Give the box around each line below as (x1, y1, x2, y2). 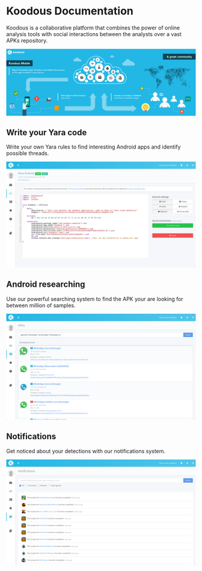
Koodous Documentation (6, 4, 133, 18)
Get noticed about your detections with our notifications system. (6, 447, 166, 454)
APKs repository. (6, 37, 48, 44)
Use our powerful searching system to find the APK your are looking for (6, 295, 183, 302)
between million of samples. (6, 302, 76, 309)
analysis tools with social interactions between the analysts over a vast (6, 30, 182, 37)
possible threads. (6, 150, 49, 157)
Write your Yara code (6, 127, 87, 138)
